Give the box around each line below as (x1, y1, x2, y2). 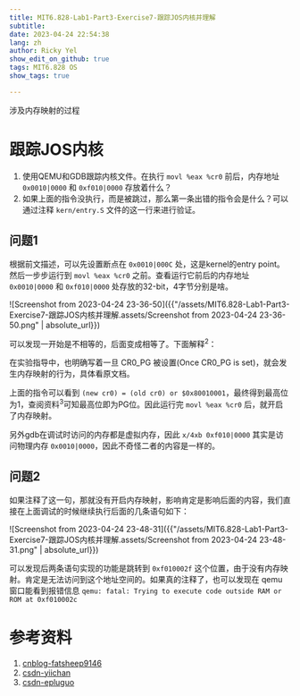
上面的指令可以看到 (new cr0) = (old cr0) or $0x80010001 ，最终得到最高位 (9, 387, 288, 398)
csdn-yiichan (21, 667, 71, 678)
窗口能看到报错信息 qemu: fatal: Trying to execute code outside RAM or (9, 585, 282, 596)
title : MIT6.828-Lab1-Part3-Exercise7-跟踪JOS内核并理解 (9, 13, 216, 22)
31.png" (9, 544, 38, 555)
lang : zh (9, 38, 42, 47)
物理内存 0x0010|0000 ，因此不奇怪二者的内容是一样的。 (16, 440, 221, 451)
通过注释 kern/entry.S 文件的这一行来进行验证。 (21, 204, 201, 215)
